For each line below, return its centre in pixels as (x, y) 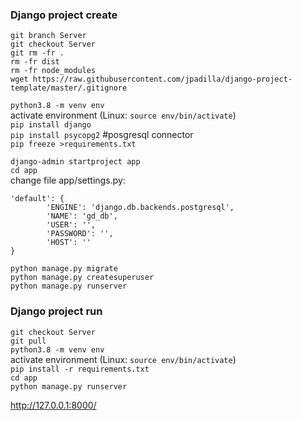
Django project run (56, 311)
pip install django (51, 125)
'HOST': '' (69, 243)
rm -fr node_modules (53, 71)
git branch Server (48, 36)
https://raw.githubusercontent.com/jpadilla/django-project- (162, 79)
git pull (28, 341)
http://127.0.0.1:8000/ (53, 405)
